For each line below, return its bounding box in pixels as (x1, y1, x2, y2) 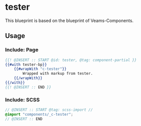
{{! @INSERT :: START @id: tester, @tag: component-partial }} (5, 58, 137, 63)
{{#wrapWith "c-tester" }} (14, 66, 67, 72)
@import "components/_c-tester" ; (5, 112, 73, 117)
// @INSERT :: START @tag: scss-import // (5, 107, 93, 112)
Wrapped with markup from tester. (23, 71, 93, 76)
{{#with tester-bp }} (5, 62, 47, 67)
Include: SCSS (5, 96, 40, 103)
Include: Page (5, 46, 39, 53)
